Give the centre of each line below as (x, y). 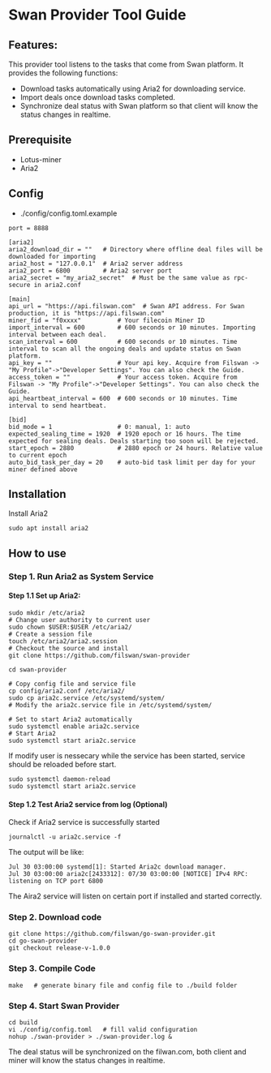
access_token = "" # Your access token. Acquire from (123, 377)
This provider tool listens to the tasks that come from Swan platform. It (126, 64)
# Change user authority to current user (80, 620)
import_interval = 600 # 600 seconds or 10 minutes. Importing (132, 327)
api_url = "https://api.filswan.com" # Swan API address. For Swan (127, 306)
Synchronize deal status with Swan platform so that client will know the (139, 106)
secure (19, 285)
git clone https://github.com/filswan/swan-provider (99, 655)
